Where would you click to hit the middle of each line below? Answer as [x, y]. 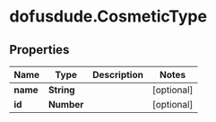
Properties [39, 50]
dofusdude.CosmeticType [108, 17]
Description [118, 75]
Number [66, 105]
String [61, 90]
